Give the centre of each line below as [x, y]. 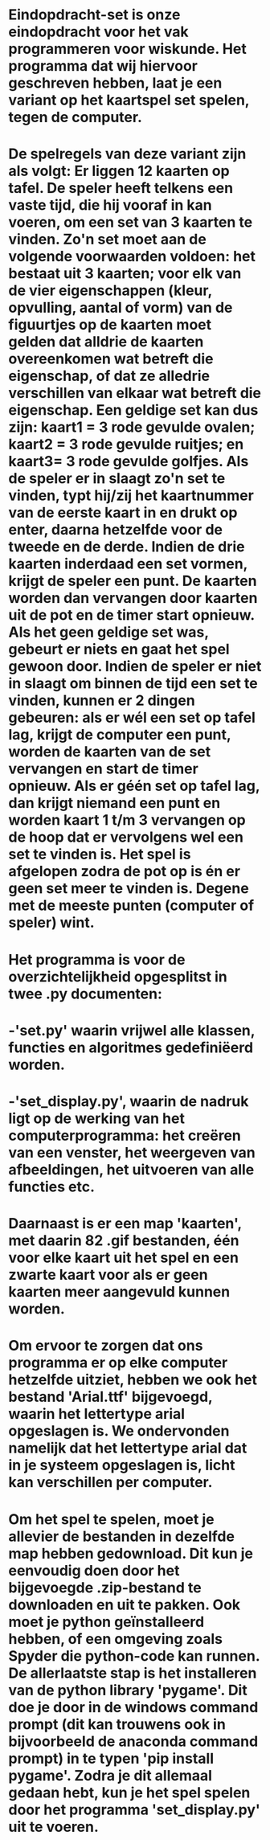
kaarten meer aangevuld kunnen [119, 1292]
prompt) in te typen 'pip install [111, 1758]
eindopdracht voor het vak [98, 32]
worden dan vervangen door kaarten [133, 598]
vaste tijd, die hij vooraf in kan [110, 205]
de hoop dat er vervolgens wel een [126, 837]
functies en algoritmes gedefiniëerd [131, 1047]
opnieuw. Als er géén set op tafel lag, [134, 786]
